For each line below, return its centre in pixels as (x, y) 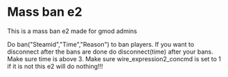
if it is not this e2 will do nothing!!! (55, 66)
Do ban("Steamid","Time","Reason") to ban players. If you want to (101, 44)
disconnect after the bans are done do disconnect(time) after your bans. (110, 52)
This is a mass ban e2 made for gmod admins (72, 31)
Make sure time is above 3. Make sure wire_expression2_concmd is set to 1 (114, 58)
